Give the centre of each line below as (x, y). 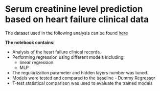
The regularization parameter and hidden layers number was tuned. (80, 72)
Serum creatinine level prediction (74, 9)
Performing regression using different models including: (68, 57)
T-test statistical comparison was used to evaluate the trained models (82, 83)
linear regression (36, 62)
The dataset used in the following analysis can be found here (67, 33)
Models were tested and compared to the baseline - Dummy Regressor (84, 78)
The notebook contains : (30, 42)
